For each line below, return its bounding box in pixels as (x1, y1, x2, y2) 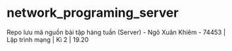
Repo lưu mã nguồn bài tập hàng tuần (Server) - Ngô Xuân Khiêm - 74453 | (6, 28, 226, 36)
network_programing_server (6, 5, 179, 21)
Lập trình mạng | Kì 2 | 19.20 (6, 35, 89, 43)
